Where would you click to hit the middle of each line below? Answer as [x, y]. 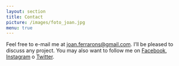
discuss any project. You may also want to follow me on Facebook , [87, 51]
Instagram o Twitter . [30, 57]
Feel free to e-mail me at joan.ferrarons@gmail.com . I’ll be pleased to [90, 44]
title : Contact [25, 17]
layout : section [26, 11]
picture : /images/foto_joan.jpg [45, 22]
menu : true [19, 28]
